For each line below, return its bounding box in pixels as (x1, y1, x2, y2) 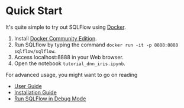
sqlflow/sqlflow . (14, 47, 56, 54)
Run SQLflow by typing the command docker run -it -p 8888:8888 (14, 41, 179, 48)
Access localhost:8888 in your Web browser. (14, 53, 124, 60)
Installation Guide (14, 89, 57, 96)
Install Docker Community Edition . (14, 35, 97, 42)
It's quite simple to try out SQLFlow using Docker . (5, 23, 126, 31)
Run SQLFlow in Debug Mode (14, 95, 86, 102)
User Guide (14, 82, 42, 89)
